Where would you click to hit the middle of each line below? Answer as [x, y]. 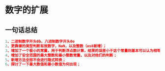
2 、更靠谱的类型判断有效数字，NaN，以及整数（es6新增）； [56, 46]
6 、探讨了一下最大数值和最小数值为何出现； [43, 65]
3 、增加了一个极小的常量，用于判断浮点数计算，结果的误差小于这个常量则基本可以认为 [79, 51]
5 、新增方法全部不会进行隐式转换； [36, 60]
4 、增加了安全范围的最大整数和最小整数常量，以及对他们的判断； [61, 55]
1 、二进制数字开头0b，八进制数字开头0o [40, 41]
